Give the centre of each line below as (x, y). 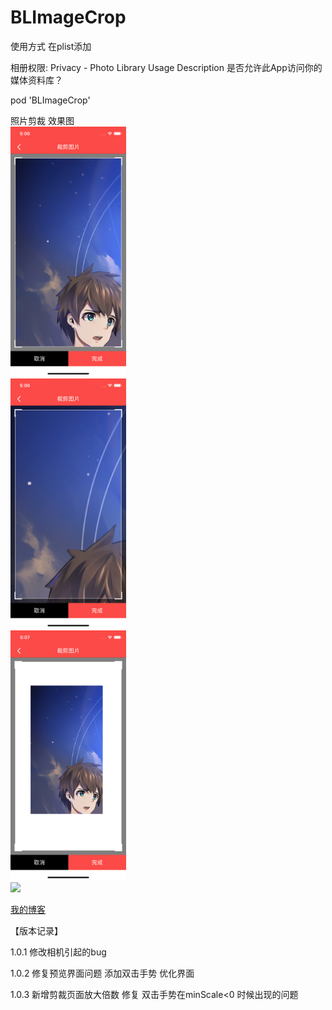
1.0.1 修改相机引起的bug (58, 952)
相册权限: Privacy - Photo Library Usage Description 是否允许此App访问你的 (166, 67)
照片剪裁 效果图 (42, 120)
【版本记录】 (36, 930)
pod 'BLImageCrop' (50, 100)
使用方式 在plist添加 (51, 46)
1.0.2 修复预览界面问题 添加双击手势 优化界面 (102, 973)
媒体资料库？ (36, 80)
